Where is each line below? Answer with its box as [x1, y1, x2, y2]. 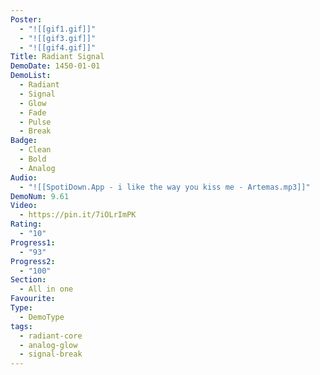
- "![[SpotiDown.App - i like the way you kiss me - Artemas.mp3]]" [19, 182, 311, 192]
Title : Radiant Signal [10, 52, 105, 62]
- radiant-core [19, 331, 83, 341]
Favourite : [10, 294, 56, 304]
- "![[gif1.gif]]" [19, 24, 97, 34]
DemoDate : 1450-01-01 [10, 61, 101, 71]
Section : [10, 275, 47, 285]
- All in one [19, 284, 74, 295]
